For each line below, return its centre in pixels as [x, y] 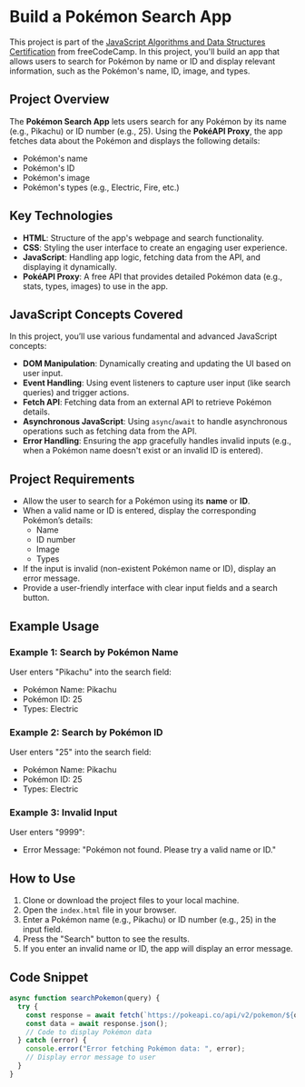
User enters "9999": [47, 833]
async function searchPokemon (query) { [85, 998]
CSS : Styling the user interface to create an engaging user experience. [155, 247]
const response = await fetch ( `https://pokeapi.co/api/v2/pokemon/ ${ [160, 1015]
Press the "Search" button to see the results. [106, 939]
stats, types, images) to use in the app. [95, 286]
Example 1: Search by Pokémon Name [94, 652]
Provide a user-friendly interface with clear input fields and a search [150, 588]
